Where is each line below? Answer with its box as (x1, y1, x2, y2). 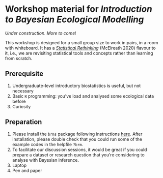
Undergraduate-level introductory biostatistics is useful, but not (12, 83, 141, 89)
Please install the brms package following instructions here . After (12, 131, 143, 137)
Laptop (12, 162, 27, 168)
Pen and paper (12, 167, 43, 173)
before (12, 98, 26, 104)
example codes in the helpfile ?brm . (12, 141, 83, 147)
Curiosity (12, 103, 31, 109)
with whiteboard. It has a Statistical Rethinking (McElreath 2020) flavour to (5, 45, 156, 51)
